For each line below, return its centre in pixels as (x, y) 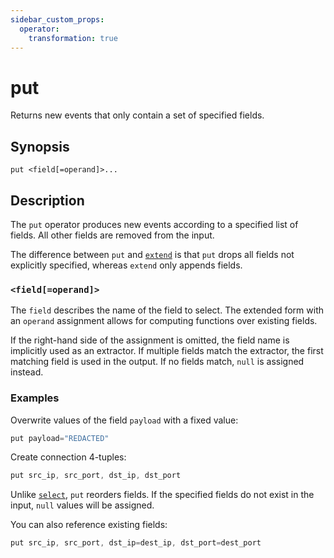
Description (47, 200)
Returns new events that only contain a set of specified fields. (137, 115)
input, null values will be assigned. (82, 505)
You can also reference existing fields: (89, 525)
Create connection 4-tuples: (68, 457)
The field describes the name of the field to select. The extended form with (167, 310)
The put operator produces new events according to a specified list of (154, 224)
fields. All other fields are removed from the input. (112, 235)
